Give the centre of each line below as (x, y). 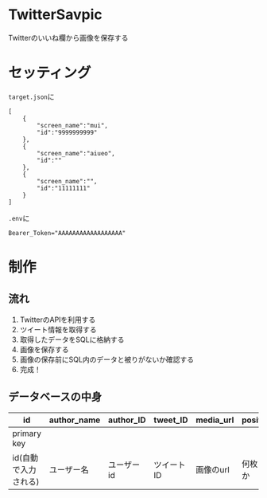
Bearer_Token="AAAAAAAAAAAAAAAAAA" (67, 233)
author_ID (127, 420)
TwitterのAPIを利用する (58, 320)
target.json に (31, 96)
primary (27, 433)
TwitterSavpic (55, 15)
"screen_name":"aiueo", (76, 153)
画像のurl (213, 469)
